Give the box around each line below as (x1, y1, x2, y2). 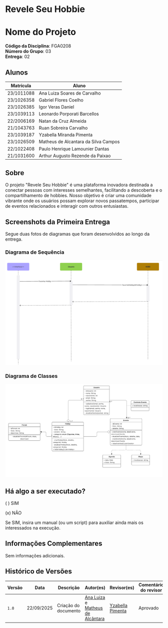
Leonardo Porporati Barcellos (38, 111, 99, 117)
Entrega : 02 (5, 54, 30, 60)
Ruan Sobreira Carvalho (38, 125, 88, 131)
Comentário (138, 582, 164, 588)
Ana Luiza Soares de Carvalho (38, 90, 101, 96)
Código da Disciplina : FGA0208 (5, 43, 71, 49)
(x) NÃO (5, 509, 22, 516)
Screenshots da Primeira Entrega (5, 218, 110, 226)
